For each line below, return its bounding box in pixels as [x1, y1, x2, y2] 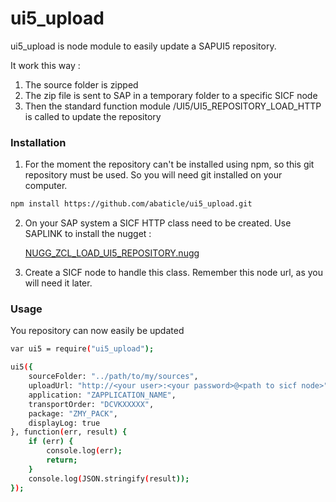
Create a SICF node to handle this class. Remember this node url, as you [24, 267, 323, 279]
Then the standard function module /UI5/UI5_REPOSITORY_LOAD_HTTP [24, 100, 322, 112]
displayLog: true [28, 418, 101, 428]
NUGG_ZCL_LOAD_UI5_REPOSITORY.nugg [24, 247, 200, 259]
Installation [10, 135, 67, 149]
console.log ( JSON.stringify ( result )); [28, 473, 190, 484]
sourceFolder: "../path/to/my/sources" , [28, 372, 199, 382]
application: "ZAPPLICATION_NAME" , [28, 390, 177, 400]
